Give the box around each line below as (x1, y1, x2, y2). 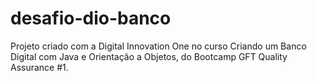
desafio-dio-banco (10, 7, 172, 30)
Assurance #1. (10, 61, 69, 73)
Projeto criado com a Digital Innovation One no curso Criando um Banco (10, 40, 307, 52)
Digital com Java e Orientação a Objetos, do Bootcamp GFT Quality (10, 50, 288, 62)
